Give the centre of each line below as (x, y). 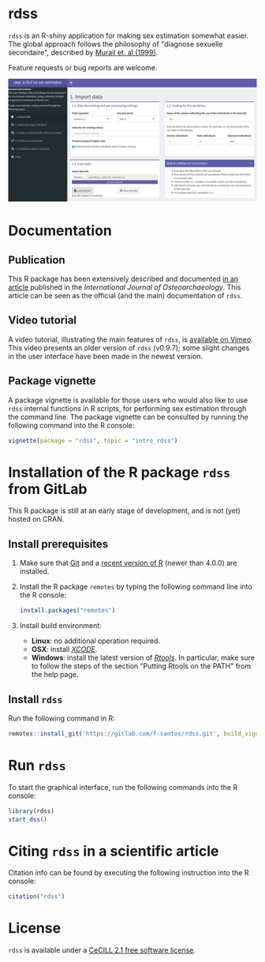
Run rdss (37, 765)
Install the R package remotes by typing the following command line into (136, 587)
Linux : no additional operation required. (95, 641)
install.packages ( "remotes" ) (67, 611)
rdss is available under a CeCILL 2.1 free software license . (102, 950)
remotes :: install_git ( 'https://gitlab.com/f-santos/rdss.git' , (114, 734)
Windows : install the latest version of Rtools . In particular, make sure (143, 658)
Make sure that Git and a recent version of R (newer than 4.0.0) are (128, 563)
